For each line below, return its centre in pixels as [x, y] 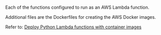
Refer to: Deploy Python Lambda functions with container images [73, 27]
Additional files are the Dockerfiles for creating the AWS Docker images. [81, 17]
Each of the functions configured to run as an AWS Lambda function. [77, 7]
